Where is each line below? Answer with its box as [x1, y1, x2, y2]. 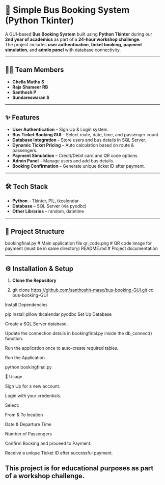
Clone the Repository [12, 277, 56, 283]
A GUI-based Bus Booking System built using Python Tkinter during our [5, 31, 152, 37]
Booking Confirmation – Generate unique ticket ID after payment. [12, 163, 145, 169]
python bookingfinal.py [5, 364, 52, 370]
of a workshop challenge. [5, 472, 85, 480]
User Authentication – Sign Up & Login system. [12, 126, 109, 132]
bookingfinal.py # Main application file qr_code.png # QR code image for [5, 241, 152, 246]
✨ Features [5, 113, 40, 122]
